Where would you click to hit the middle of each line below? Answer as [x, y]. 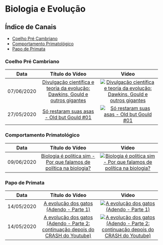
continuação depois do [68, 229]
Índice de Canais [31, 27]
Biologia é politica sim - [68, 156]
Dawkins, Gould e [68, 94]
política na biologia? [68, 168]
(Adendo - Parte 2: [68, 223]
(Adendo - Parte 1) [68, 209]
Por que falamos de [68, 162]
